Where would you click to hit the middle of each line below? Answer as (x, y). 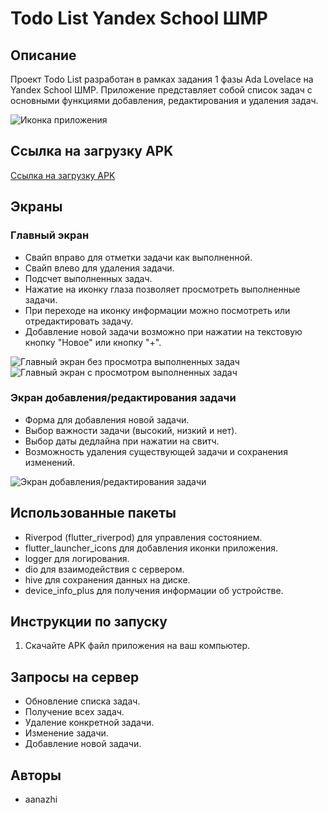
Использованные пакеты (93, 513)
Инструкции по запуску (89, 621)
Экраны (36, 207)
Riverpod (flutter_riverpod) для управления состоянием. (143, 537)
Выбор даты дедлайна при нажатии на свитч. (122, 441)
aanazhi (41, 799)
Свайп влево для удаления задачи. (99, 268)
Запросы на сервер (75, 677)
